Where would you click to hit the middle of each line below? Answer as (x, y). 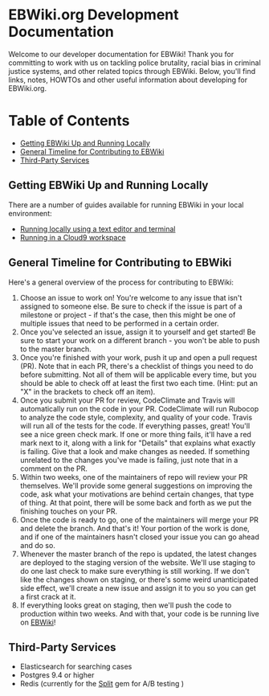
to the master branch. (56, 349)
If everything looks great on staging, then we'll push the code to (126, 605)
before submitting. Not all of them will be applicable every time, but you (138, 375)
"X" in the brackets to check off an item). (88, 391)
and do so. (38, 545)
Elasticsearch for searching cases (76, 667)
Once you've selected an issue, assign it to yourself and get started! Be (138, 332)
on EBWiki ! (38, 622)
